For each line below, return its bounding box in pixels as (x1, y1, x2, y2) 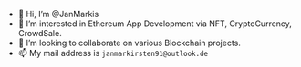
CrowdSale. (17, 28, 62, 38)
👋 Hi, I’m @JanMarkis (17, 9, 99, 19)
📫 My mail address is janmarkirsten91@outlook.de (17, 48, 208, 58)
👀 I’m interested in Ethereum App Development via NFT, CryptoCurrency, (17, 18, 292, 29)
